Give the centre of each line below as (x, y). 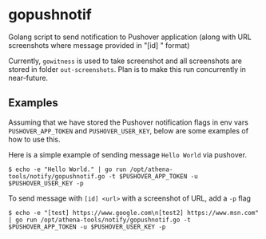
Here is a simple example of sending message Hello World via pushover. (128, 154)
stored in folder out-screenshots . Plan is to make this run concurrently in (127, 69)
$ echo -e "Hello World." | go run (67, 169)
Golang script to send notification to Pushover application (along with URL (130, 37)
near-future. (28, 78)
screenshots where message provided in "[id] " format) (99, 45)
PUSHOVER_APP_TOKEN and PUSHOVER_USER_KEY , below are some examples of (129, 130)
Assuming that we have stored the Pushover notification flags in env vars (129, 122)
